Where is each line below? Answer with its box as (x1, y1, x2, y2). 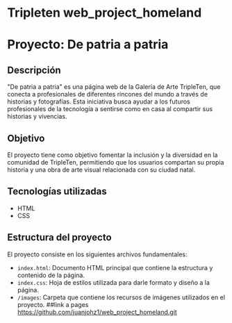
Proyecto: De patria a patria (7, 37, 169, 53)
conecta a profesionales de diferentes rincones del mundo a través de (7, 90, 208, 99)
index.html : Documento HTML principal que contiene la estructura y (17, 263, 213, 272)
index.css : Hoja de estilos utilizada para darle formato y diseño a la (17, 278, 210, 286)
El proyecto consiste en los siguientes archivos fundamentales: (7, 250, 188, 258)
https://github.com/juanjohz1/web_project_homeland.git (17, 308, 177, 316)
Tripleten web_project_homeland (7, 5, 202, 21)
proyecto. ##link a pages (17, 300, 89, 308)
